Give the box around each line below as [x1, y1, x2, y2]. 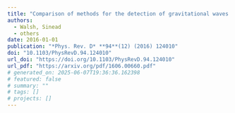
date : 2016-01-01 [7, 36, 59, 44]
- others [13, 29, 40, 37]
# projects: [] [7, 95, 52, 102]
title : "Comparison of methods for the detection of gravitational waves [7, 10, 229, 18]
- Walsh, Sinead [13, 23, 61, 30]
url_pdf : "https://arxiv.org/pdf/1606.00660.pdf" [7, 62, 157, 69]
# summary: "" [7, 82, 49, 89]
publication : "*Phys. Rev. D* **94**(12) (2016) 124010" [7, 43, 179, 50]
